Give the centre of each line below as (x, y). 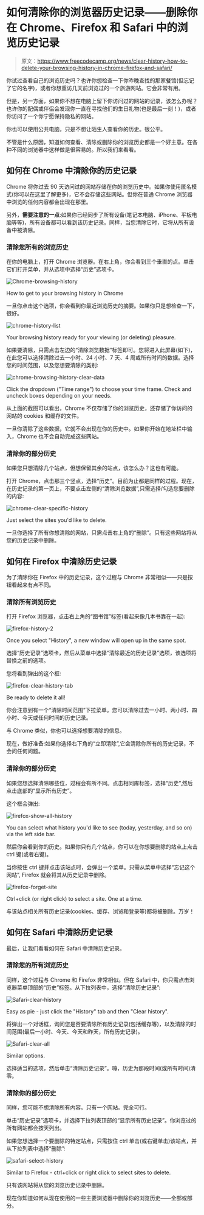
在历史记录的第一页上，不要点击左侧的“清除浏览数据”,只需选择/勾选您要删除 (101, 488)
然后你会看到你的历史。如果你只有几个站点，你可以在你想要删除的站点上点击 (102, 847)
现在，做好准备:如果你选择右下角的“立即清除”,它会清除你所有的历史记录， (98, 744)
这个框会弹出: (23, 803)
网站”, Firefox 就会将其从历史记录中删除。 (58, 875)
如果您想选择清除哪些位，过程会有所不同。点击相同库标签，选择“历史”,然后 (100, 783)
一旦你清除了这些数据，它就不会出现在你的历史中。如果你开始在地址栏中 (97, 429)
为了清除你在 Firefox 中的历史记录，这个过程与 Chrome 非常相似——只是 (97, 577)
